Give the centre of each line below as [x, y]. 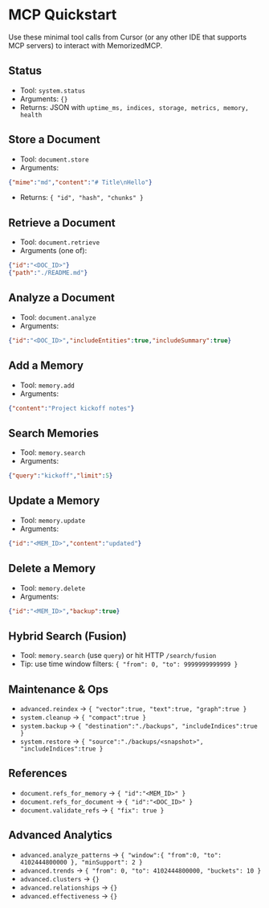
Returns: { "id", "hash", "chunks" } [82, 198]
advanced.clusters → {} [60, 878]
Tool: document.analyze [58, 317]
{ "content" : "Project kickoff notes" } [71, 408]
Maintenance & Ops [58, 689]
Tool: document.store [55, 159]
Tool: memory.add [47, 385]
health [31, 115]
